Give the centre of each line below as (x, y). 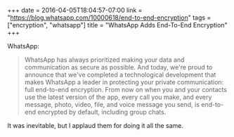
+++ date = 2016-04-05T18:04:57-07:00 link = (75, 10)
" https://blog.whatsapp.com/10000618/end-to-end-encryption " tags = (109, 18)
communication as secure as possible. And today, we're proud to (118, 67)
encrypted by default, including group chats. (102, 112)
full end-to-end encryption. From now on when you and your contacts (125, 90)
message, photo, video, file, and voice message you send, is (112, 104)
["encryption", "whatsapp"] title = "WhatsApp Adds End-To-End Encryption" (117, 25)
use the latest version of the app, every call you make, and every (118, 97)
